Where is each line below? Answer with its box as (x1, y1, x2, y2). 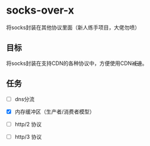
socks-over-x (6, 4, 75, 17)
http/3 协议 (14, 133, 42, 140)
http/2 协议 (14, 121, 42, 128)
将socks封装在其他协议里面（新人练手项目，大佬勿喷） (6, 24, 141, 31)
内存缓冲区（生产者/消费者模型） (14, 108, 95, 115)
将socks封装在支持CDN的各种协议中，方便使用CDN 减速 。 (6, 60, 148, 67)
